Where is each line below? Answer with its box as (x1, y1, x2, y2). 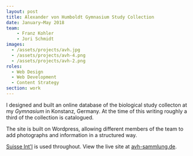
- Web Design (11, 69, 44, 75)
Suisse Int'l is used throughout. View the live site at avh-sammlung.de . (6, 142, 177, 150)
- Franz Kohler (17, 31, 54, 36)
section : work (6, 85, 41, 91)
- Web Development (11, 74, 57, 80)
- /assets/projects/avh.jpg (11, 47, 81, 53)
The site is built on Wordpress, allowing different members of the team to (6, 125, 184, 132)
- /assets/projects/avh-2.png (11, 58, 86, 64)
